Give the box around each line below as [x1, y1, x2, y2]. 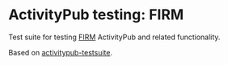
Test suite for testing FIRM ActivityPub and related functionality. [8, 32, 221, 42]
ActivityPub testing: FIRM [8, 6, 184, 24]
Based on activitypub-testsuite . [8, 47, 113, 57]
